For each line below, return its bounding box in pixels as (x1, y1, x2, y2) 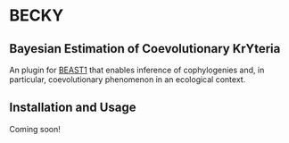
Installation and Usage (9, 100, 136, 115)
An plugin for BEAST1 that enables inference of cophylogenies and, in (9, 64, 265, 75)
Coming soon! (9, 123, 61, 134)
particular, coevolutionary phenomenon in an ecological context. (9, 74, 246, 85)
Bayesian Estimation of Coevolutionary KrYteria (9, 41, 281, 56)
